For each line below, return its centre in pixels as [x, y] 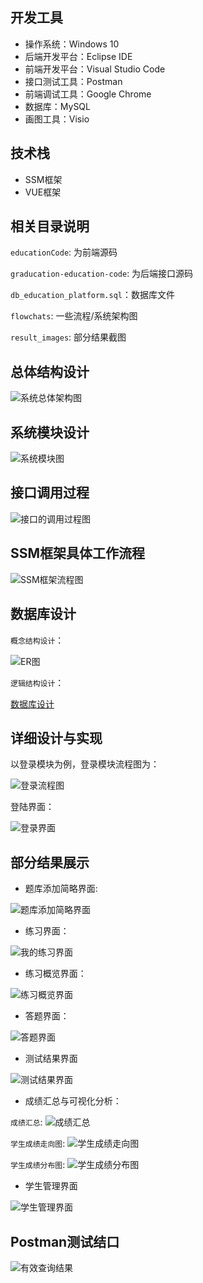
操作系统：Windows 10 [72, 44]
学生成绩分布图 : [38, 1165]
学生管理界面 [51, 1186]
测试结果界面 [51, 1059]
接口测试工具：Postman [73, 81]
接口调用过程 [50, 493]
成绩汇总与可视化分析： [73, 1101]
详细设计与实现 [56, 738]
